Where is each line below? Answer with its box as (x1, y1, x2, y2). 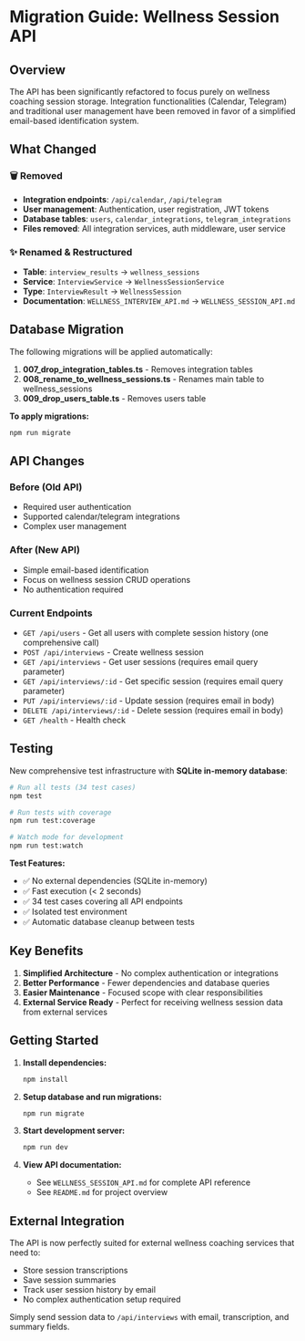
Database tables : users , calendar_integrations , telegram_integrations (22, 213, 291, 224)
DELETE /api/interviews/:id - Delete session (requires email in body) (22, 704, 284, 715)
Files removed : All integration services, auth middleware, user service (22, 223, 286, 234)
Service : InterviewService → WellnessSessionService (22, 275, 225, 286)
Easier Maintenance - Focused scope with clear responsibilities (22, 987, 264, 998)
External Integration (9, 1213, 125, 1229)
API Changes (9, 453, 85, 469)
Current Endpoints (9, 607, 93, 619)
